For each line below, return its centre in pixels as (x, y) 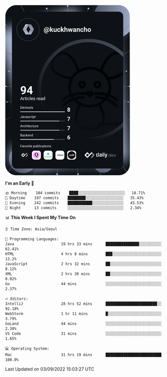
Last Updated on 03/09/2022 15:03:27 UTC (50, 369)
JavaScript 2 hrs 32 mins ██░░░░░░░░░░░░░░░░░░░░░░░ (83, 264)
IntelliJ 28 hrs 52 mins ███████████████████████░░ (83, 304)
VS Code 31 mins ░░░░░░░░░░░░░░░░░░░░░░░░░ (83, 334)
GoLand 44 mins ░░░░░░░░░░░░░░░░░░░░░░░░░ (83, 324)
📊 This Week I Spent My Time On (40, 217)
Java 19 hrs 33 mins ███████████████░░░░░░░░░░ (83, 244)
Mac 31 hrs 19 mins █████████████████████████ (83, 355)
